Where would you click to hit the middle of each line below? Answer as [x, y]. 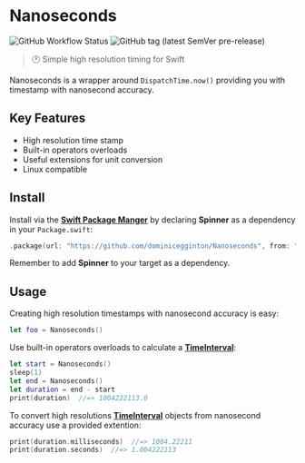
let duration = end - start [63, 389]
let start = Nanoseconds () [60, 364]
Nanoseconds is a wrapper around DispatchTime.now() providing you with [148, 80]
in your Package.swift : [51, 229]
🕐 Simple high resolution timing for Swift [108, 59]
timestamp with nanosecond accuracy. [82, 89]
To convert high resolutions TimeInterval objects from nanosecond [135, 415]
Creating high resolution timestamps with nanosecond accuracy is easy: [144, 313]
